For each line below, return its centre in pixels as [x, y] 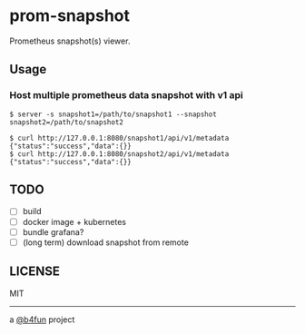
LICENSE [35, 272]
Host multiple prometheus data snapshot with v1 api [126, 95]
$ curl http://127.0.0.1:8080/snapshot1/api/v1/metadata [119, 138]
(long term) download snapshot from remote [105, 242]
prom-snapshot [69, 16]
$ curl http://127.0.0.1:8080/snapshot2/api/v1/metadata [119, 154]
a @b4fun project [42, 319]
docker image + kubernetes [74, 221]
